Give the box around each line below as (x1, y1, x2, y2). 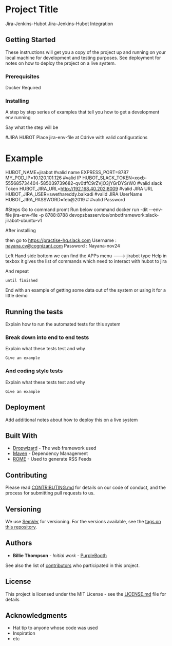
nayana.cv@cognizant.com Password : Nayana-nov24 (5, 243, 121, 249)
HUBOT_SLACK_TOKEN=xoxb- (82, 175, 147, 181)
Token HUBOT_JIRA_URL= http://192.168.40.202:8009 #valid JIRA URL (5, 186, 154, 192)
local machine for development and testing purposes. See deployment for (5, 54, 161, 61)
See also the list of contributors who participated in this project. (5, 562, 140, 568)
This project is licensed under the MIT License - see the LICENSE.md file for (5, 591, 166, 597)
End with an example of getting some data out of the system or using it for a (5, 287, 166, 293)
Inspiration (12, 630, 35, 636)
